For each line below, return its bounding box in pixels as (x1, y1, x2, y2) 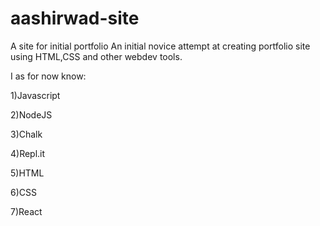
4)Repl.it (10, 147, 46, 159)
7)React (10, 205, 43, 217)
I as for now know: (10, 70, 87, 82)
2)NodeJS (10, 108, 53, 121)
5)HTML (10, 167, 45, 179)
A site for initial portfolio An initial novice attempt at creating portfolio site (10, 40, 311, 52)
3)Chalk (10, 128, 43, 140)
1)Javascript (10, 89, 61, 101)
